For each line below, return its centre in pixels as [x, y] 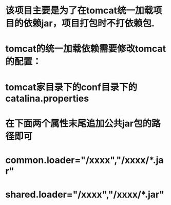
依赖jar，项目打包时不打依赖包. [89, 23]
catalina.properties [47, 98]
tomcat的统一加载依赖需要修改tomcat [85, 49]
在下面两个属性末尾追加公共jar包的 [79, 123]
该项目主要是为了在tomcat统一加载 [79, 11]
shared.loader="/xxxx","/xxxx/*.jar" [85, 194]
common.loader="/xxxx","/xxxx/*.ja [84, 160]
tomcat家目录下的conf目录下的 [71, 87]
